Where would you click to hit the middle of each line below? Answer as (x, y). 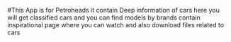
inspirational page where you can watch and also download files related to (116, 25)
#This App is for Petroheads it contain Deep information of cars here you (113, 10)
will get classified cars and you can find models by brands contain (104, 17)
